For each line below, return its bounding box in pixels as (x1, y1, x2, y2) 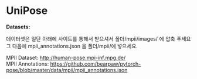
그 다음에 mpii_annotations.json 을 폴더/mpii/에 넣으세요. (6, 42, 138, 49)
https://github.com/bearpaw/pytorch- (50, 60, 141, 67)
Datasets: (6, 23, 30, 30)
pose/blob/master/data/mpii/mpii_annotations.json (6, 66, 128, 73)
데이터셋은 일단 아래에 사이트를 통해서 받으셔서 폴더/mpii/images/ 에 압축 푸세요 (6, 35, 191, 42)
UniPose (6, 4, 48, 17)
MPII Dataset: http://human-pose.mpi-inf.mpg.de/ (6, 54, 126, 61)
